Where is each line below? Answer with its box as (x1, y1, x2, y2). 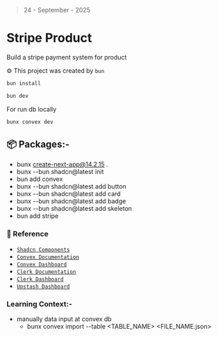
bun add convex (16, 175, 63, 183)
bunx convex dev (6, 118, 53, 126)
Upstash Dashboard (16, 283, 70, 290)
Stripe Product (6, 31, 92, 46)
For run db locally (6, 105, 57, 113)
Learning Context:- (6, 299, 72, 309)
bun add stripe (16, 211, 59, 221)
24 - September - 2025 (23, 6, 91, 14)
